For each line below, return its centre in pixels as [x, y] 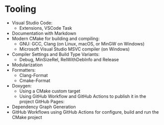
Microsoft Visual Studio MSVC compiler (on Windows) [75, 49]
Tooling [21, 9]
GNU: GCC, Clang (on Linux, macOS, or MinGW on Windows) [82, 43]
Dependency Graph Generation [44, 107]
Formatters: [24, 70]
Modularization [27, 65]
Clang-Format [34, 75]
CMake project [27, 117]
